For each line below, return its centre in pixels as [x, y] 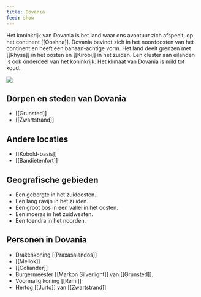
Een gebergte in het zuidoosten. [55, 195]
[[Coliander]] [31, 268]
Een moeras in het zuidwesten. [54, 214]
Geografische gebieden [52, 179]
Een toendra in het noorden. [51, 220]
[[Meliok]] [28, 261]
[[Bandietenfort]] [36, 161]
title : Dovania [26, 12]
